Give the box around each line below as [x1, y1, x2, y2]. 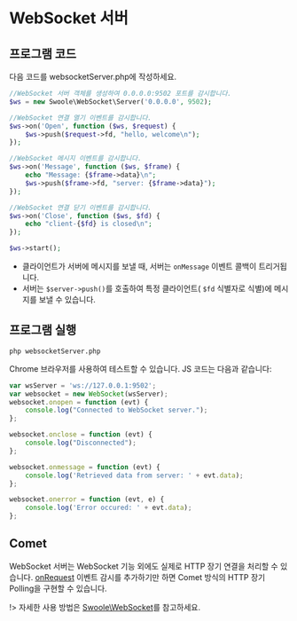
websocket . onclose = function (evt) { [9, 430, 152, 439]
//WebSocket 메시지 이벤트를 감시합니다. [9, 154, 142, 163]
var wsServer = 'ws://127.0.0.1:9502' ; [9, 381, 157, 390]
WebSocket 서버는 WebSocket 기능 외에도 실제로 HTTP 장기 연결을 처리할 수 [9, 561, 279, 571]
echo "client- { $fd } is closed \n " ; [25, 219, 152, 229]
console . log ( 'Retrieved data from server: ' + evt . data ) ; [25, 471, 244, 480]
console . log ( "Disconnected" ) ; [25, 438, 137, 448]
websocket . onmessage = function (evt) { [9, 462, 161, 471]
